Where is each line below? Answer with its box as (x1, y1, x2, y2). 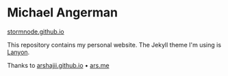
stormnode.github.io (7, 27, 64, 36)
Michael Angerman (7, 5, 118, 21)
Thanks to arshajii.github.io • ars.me (7, 61, 110, 69)
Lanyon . (7, 48, 30, 56)
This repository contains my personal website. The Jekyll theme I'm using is (7, 40, 221, 49)
